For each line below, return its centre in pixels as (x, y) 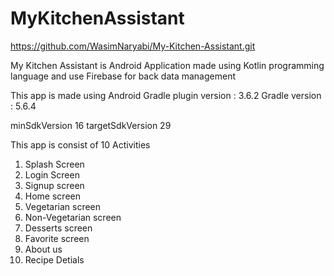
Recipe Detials (54, 259)
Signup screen (54, 185)
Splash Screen (54, 164)
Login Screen (52, 174)
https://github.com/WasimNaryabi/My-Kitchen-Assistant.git (133, 46)
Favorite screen (57, 238)
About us (43, 249)
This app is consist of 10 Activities (80, 144)
